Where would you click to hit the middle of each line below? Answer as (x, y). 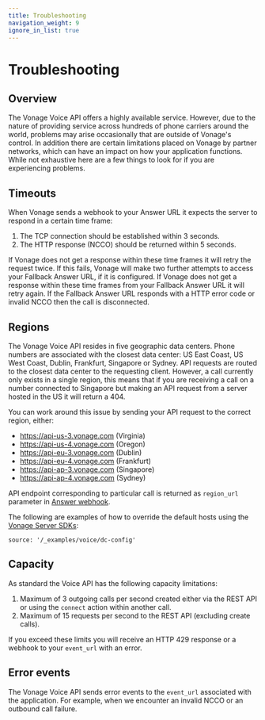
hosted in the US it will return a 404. (67, 396)
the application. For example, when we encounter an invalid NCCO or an (126, 700)
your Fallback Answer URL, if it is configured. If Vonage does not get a (123, 277)
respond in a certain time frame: (61, 221)
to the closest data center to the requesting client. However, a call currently (131, 371)
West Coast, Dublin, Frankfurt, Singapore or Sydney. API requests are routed (133, 363)
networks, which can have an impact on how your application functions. (125, 151)
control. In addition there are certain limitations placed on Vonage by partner (132, 143)
